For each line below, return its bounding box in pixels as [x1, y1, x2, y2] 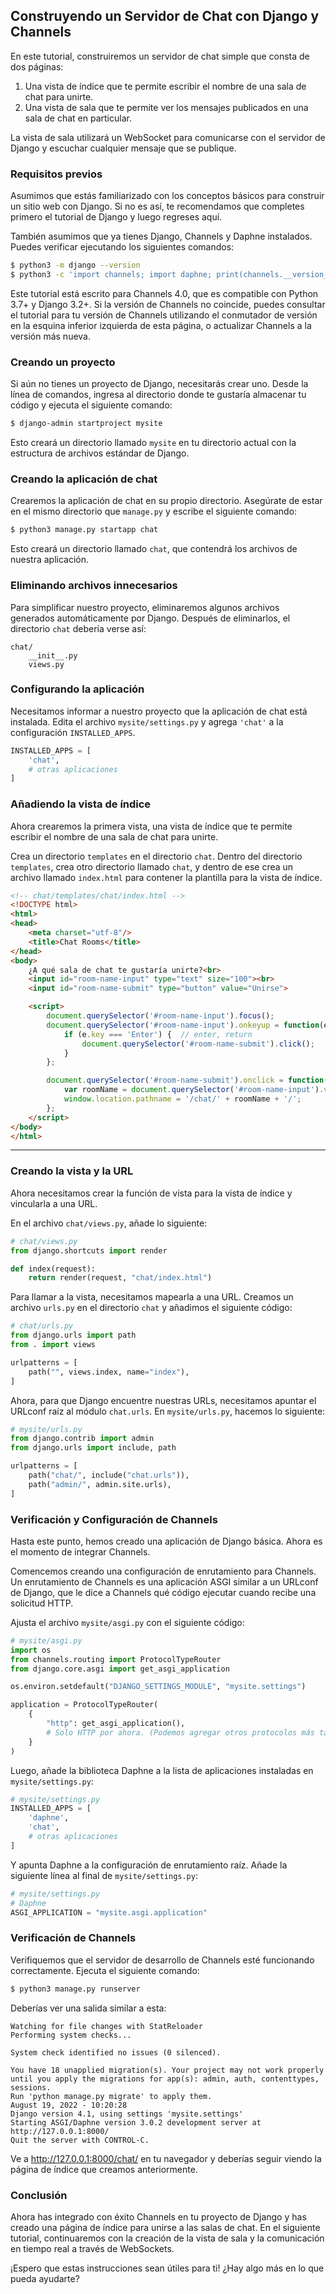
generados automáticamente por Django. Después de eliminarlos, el [10, 612, 291, 624]
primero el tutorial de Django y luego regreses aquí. [10, 211, 223, 223]
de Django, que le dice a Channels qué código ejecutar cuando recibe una [10, 1586, 317, 1598]
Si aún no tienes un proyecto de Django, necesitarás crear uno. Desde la [10, 378, 309, 390]
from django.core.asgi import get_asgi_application [10, 1664, 230, 1674]
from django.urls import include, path [10, 1443, 177, 1453]
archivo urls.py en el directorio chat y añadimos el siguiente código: [10, 1302, 293, 1314]
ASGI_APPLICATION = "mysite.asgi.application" [10, 1907, 208, 1918]
